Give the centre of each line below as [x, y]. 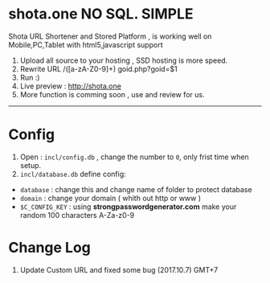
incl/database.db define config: [73, 174]
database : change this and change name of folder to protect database [136, 189]
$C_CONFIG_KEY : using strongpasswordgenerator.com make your [128, 207]
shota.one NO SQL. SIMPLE [101, 14]
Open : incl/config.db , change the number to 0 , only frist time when [134, 157]
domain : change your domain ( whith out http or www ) [110, 198]
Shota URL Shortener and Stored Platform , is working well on [110, 36]
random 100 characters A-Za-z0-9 [77, 215]
